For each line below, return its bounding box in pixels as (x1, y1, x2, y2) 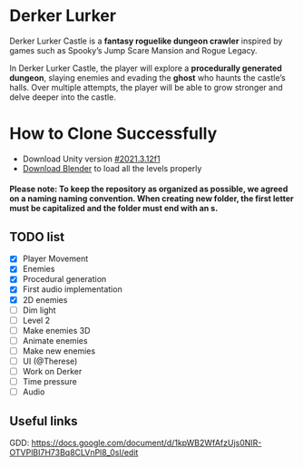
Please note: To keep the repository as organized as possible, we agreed (9, 183, 288, 195)
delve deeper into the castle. (9, 92, 116, 102)
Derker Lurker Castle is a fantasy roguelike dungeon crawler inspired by (9, 35, 283, 46)
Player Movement (22, 253, 89, 264)
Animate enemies (22, 335, 88, 345)
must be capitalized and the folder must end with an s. (9, 203, 219, 214)
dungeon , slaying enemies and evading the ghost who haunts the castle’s (9, 72, 286, 83)
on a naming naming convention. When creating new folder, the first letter (9, 193, 294, 204)
